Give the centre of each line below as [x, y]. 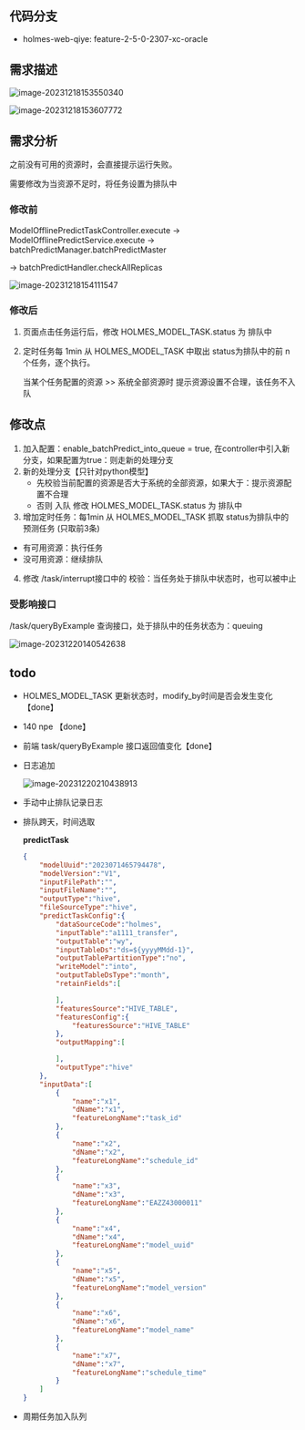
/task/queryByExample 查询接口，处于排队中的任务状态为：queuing [136, 626]
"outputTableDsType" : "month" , [113, 975]
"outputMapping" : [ [91, 1043]
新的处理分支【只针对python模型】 [87, 471]
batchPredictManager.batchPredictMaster [88, 250]
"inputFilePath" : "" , [78, 882]
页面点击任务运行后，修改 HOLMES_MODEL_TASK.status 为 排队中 [147, 332]
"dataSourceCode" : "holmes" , [109, 924]
